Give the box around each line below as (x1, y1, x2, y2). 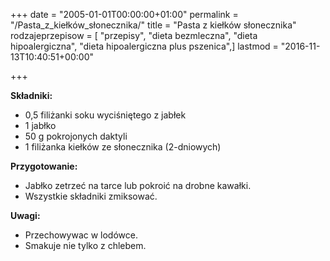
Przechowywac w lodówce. (24, 229, 138, 241)
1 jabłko (24, 120, 57, 131)
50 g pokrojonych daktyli (24, 130, 128, 142)
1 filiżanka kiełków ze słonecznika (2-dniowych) (24, 141, 222, 153)
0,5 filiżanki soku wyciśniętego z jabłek (24, 109, 187, 121)
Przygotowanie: (10, 160, 78, 172)
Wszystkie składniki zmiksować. (24, 190, 158, 202)
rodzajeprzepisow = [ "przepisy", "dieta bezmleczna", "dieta (10, 30, 258, 41)
